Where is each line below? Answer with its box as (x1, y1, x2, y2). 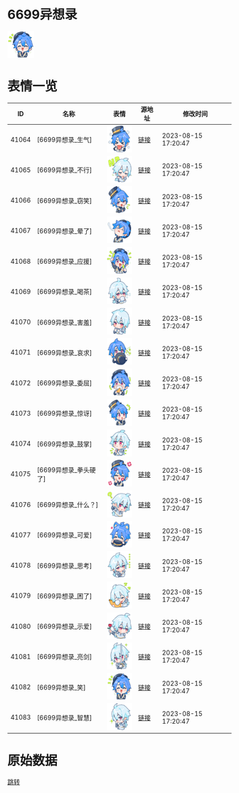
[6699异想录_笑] (36, 682, 87, 692)
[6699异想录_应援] (36, 257, 92, 266)
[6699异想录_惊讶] (36, 409, 92, 418)
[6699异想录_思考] (36, 561, 92, 570)
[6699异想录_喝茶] (36, 287, 92, 296)
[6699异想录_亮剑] (36, 653, 92, 661)
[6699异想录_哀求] (36, 348, 92, 357)
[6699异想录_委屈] (36, 379, 92, 387)
